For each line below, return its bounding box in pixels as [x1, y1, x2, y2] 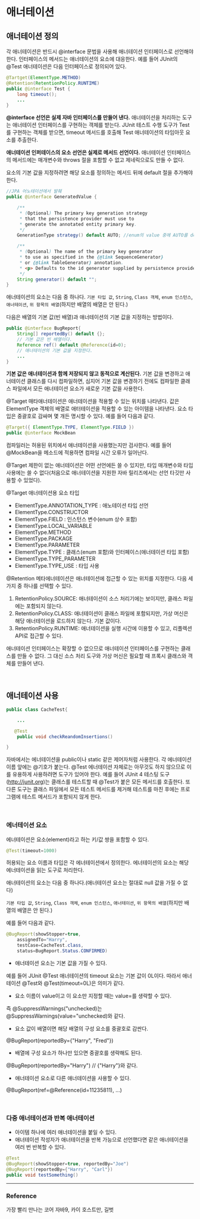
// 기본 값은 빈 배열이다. [17, 337, 73, 343]
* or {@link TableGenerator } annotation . [19, 260, 124, 266]
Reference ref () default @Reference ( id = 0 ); [17, 342, 127, 348]
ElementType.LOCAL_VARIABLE [14, 523, 92, 530]
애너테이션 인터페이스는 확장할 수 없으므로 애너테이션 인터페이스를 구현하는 [6, 645, 180, 652]
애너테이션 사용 [6, 691, 59, 701]
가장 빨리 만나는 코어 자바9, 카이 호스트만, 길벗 [6, 1206, 114, 1213]
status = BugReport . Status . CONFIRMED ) [17, 948, 108, 954]
